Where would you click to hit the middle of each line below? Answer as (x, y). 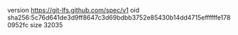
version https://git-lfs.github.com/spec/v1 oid (74, 10)
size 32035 (47, 25)
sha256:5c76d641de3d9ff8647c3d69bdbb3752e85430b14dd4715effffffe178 (119, 17)
